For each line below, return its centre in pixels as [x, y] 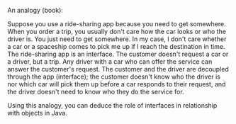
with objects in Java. [37, 113]
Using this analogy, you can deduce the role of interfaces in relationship [112, 105]
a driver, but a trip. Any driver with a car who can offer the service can [110, 62]
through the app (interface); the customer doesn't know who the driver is [114, 77]
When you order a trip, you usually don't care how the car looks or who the [117, 32]
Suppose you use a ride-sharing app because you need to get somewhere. [117, 24]
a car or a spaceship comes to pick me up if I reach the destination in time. [116, 46]
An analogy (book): [35, 10]
